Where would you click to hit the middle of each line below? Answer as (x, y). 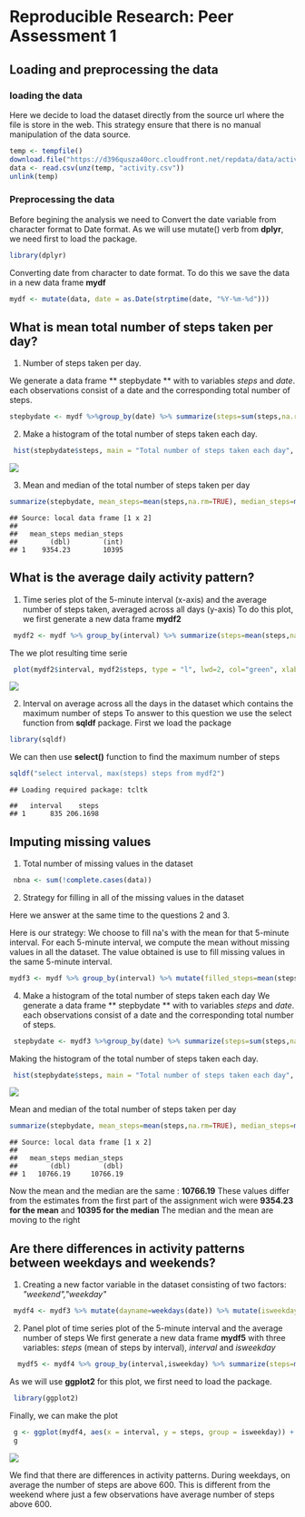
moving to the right (45, 1220)
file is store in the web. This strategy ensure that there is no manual (135, 124)
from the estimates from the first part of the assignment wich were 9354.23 (151, 1201)
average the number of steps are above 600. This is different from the (140, 1484)
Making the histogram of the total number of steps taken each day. (134, 1059)
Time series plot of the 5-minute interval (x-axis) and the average (145, 599)
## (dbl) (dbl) (67, 1167)
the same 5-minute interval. (61, 961)
